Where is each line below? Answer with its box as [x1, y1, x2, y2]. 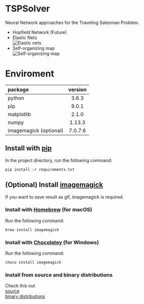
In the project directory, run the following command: [5, 157, 112, 163]
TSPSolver [5, 3, 50, 14]
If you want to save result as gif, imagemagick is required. [5, 193, 124, 200]
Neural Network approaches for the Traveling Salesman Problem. [5, 19, 139, 25]
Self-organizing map [12, 45, 55, 51]
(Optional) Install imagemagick [5, 180, 103, 189]
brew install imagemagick [5, 227, 59, 232]
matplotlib [7, 110, 31, 117]
